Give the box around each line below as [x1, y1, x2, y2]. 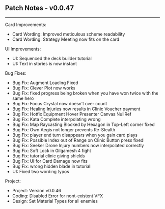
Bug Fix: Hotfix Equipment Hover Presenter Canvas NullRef [12, 111, 132, 117]
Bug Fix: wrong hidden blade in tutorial [12, 163, 91, 169]
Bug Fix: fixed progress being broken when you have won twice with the [12, 90, 159, 96]
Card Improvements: [5, 22, 47, 28]
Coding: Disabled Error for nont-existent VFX [12, 193, 103, 199]
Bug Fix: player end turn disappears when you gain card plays [12, 132, 138, 138]
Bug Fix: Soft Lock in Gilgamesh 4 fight [12, 148, 91, 153]
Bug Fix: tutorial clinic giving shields [12, 152, 85, 159]
